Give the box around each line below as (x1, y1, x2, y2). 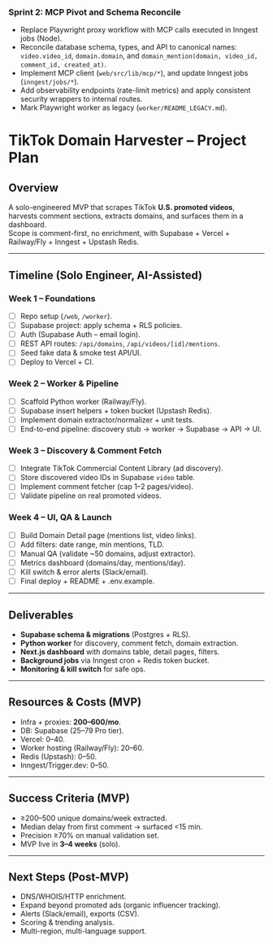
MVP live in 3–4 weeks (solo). (19, 839, 120, 849)
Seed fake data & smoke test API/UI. (19, 348, 142, 358)
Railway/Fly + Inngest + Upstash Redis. (8, 237, 140, 247)
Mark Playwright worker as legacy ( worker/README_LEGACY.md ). (19, 103, 227, 112)
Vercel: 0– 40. (19, 734, 65, 744)
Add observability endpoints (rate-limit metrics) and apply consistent (19, 85, 251, 95)
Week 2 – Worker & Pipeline (8, 378, 119, 389)
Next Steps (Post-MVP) (8, 870, 129, 884)
